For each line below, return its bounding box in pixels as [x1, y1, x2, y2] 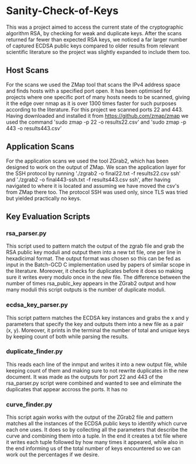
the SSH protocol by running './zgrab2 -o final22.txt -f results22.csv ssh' [6, 170, 181, 177]
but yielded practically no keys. [6, 195, 81, 202]
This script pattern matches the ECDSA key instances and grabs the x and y [6, 314, 189, 321]
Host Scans [6, 66, 49, 76]
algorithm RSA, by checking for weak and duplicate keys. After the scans [6, 29, 182, 36]
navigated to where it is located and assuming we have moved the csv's [6, 182, 180, 189]
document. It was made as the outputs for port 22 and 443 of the [6, 373, 163, 380]
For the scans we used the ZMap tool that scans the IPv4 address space [6, 81, 181, 88]
